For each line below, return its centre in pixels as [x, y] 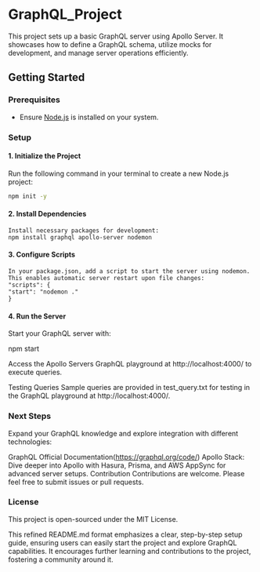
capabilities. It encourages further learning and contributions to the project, [130, 551]
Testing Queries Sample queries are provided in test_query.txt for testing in [129, 388]
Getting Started [47, 77]
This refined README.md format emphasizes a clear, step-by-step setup [125, 534]
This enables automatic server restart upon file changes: [107, 279]
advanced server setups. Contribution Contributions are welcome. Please [126, 473]
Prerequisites [34, 100]
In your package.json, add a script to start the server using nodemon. [129, 271]
